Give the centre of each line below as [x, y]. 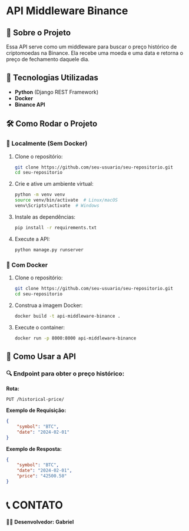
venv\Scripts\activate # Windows [57, 206]
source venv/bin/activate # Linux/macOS [66, 200]
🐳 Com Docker [27, 265]
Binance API [30, 104]
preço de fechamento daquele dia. [48, 59]
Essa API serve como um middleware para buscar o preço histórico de [92, 47]
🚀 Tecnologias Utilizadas [52, 78]
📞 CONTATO [35, 505]
